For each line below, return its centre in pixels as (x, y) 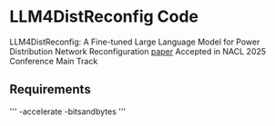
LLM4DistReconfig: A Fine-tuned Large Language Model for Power (135, 42)
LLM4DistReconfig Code (104, 17)
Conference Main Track (54, 61)
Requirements (50, 89)
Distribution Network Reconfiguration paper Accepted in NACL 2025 (138, 51)
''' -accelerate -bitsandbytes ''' (68, 111)
